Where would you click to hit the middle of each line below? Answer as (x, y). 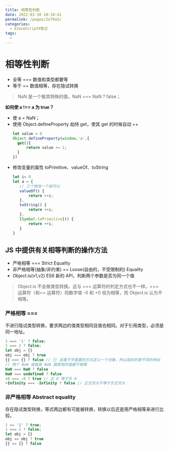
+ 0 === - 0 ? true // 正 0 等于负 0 (41, 378)
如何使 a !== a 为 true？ (30, 107)
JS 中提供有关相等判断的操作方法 (56, 250)
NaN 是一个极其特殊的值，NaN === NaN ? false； (69, 96)
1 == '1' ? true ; (23, 425)
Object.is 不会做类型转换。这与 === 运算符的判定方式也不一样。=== (88, 286)
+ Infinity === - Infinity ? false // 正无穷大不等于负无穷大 (65, 383)
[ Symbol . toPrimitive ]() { (47, 219)
